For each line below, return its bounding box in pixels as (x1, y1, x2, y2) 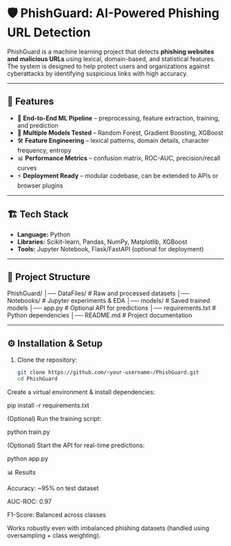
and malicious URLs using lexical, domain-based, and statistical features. (7, 54, 216, 62)
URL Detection (7, 25, 91, 41)
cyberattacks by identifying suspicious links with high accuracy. (7, 69, 188, 78)
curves (16, 163, 37, 172)
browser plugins (16, 181, 63, 190)
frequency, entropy (16, 146, 72, 155)
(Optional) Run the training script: (7, 414, 102, 422)
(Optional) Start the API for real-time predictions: (7, 441, 145, 449)
